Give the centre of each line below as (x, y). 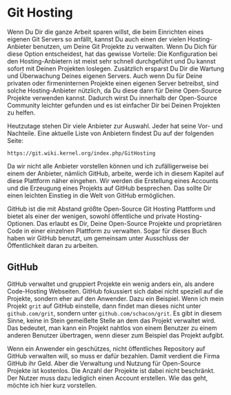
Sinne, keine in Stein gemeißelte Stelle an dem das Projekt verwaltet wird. (111, 320)
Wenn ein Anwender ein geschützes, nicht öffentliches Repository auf (106, 348)
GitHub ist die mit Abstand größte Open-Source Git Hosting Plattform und (111, 209)
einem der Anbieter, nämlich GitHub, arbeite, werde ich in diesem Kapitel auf (115, 173)
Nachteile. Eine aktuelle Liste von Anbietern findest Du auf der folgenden (111, 133)
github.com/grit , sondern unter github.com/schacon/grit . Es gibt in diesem (114, 313)
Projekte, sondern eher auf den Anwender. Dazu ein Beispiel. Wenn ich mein (115, 298)
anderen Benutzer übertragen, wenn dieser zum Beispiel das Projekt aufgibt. (116, 335)
